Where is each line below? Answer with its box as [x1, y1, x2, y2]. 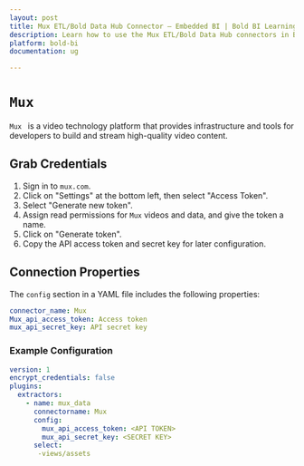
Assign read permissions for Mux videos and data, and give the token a [22, 209, 284, 220]
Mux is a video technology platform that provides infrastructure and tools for [9, 121, 294, 131]
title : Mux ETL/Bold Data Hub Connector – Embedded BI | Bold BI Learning [9, 22, 298, 31]
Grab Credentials [9, 156, 108, 172]
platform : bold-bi [9, 38, 79, 48]
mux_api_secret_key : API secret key [9, 323, 147, 332]
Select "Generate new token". [22, 199, 133, 210]
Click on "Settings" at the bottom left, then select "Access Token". [22, 189, 269, 200]
